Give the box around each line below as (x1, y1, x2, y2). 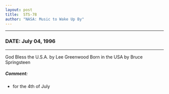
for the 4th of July (12, 83, 50, 89)
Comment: (5, 70, 28, 76)
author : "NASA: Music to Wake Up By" (5, 16, 84, 21)
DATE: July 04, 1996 (5, 38, 56, 45)
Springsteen (5, 59, 31, 65)
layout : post (5, 7, 33, 12)
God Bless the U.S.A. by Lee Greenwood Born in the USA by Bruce (5, 53, 143, 60)
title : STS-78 (5, 12, 37, 17)
